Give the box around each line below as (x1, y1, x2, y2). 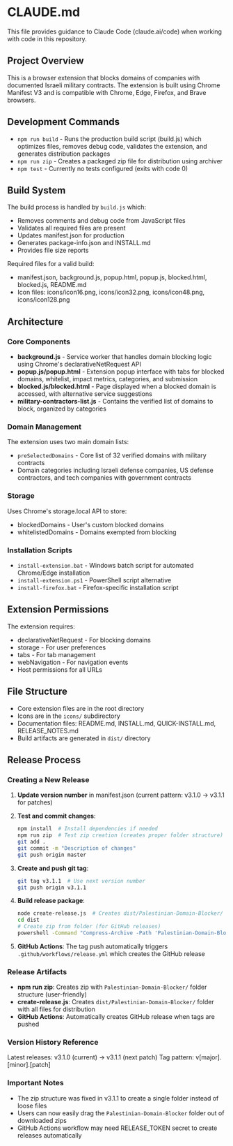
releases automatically (17, 1131, 82, 1139)
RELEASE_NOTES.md (17, 726, 79, 735)
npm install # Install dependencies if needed (17, 825, 158, 832)
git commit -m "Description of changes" (17, 844, 136, 852)
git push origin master (17, 851, 87, 858)
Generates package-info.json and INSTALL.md (17, 239, 151, 247)
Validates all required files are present (17, 224, 127, 233)
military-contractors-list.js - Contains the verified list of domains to (17, 397, 214, 406)
